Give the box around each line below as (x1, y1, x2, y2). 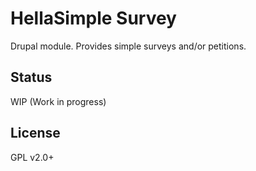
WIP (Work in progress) (10, 95, 107, 107)
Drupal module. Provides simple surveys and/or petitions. (10, 40, 247, 52)
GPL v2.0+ (10, 151, 55, 163)
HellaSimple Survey (10, 7, 177, 30)
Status (10, 69, 53, 86)
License (10, 125, 61, 142)
